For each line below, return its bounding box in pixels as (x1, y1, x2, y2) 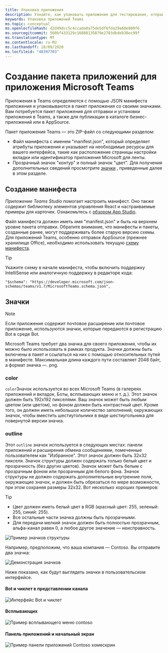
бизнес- (129, 114, 147, 120)
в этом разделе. (12, 171, 47, 177)
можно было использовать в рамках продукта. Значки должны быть (5, 346, 152, 352)
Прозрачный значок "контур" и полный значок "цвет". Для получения (12, 160, 162, 166)
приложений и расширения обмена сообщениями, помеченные (5, 447, 142, 453)
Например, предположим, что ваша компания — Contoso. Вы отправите (5, 544, 160, 550)
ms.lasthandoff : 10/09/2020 (5, 45, 64, 50)
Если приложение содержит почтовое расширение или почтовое (5, 321, 145, 327)
